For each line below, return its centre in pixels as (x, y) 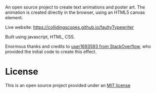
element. (14, 18)
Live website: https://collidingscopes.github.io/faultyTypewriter (70, 27)
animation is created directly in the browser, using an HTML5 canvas (75, 12)
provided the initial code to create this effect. (51, 52)
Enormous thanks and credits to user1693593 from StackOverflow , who (78, 46)
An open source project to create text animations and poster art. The (75, 7)
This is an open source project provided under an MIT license (68, 85)
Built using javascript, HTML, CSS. (40, 37)
